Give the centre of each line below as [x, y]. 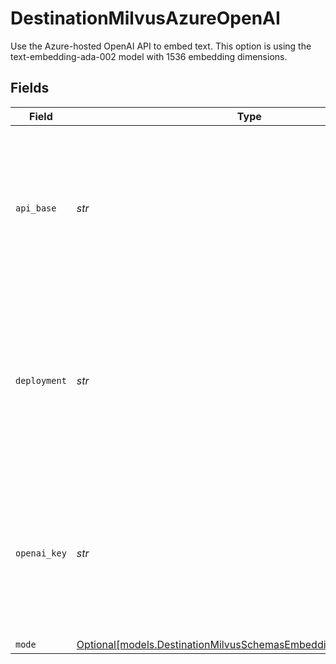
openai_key [41, 553]
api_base [36, 208]
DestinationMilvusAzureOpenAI [145, 18]
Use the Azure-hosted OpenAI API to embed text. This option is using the [161, 46]
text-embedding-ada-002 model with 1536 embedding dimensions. [149, 56]
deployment [41, 380]
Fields [30, 88]
